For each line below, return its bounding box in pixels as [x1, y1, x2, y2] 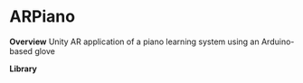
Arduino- [260, 36, 295, 47]
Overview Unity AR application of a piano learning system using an [9, 36, 260, 47]
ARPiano [9, 6, 75, 27]
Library [9, 63, 38, 74]
